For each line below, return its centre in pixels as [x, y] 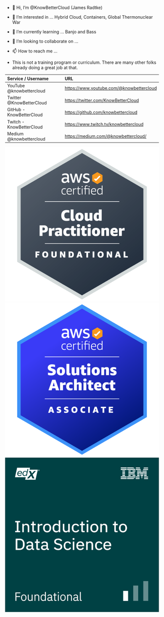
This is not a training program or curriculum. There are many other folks [84, 62]
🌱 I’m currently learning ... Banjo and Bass [54, 32]
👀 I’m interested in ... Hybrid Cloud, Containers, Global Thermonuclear [82, 17]
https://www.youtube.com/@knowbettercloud [111, 88]
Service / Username [28, 78]
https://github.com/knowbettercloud [101, 112]
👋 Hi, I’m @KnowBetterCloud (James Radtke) [57, 8]
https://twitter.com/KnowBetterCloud [102, 100]
